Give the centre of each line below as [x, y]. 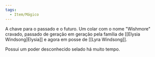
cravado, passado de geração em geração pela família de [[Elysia [73, 34]
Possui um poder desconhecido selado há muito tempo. [62, 49]
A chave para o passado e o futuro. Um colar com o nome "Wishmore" [78, 28]
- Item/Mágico [24, 14]
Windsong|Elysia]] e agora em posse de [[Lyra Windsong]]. [66, 39]
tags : [11, 10]
